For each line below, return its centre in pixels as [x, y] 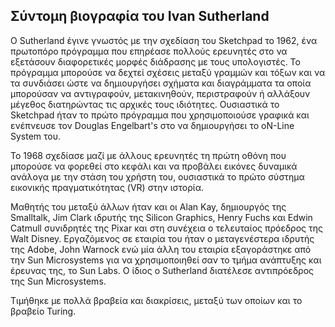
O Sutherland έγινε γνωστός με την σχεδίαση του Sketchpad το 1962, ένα [164, 40]
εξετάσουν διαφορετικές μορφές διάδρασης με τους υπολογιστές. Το [155, 61]
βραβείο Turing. [43, 311]
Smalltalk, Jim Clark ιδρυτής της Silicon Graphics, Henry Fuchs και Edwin [161, 217]
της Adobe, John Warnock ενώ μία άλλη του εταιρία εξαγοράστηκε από [161, 249]
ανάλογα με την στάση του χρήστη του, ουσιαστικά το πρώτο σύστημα [157, 176]
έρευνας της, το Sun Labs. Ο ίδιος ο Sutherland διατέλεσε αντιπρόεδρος [162, 270]
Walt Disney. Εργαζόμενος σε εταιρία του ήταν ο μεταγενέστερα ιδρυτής [162, 238]
